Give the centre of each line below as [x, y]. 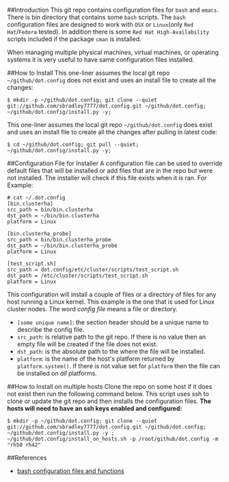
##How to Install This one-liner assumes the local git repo [89, 73]
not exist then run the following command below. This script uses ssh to [108, 394]
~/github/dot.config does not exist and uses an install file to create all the [112, 80]
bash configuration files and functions [70, 471]
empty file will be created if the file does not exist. [87, 344]
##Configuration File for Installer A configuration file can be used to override [115, 163]
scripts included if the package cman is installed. [74, 39]
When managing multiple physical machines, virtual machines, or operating [113, 52]
